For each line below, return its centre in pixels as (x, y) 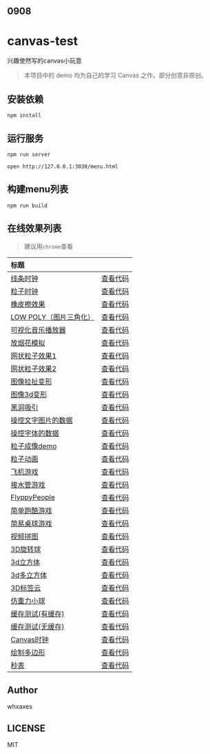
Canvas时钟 (30, 639)
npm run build (28, 206)
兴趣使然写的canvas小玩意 (45, 61)
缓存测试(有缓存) (38, 614)
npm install (24, 116)
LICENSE (27, 728)
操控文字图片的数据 (42, 420)
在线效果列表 (34, 229)
